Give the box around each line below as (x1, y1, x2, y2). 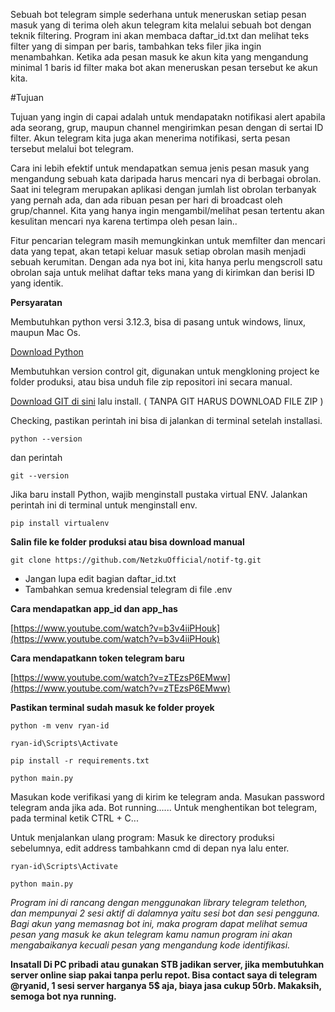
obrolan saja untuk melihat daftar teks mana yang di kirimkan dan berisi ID (10, 267, 315, 278)
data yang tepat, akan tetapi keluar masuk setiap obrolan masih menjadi (10, 245, 307, 257)
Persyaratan (10, 297, 63, 308)
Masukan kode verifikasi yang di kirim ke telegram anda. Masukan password (10, 791, 325, 803)
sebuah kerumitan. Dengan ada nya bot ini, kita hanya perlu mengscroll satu (10, 256, 323, 268)
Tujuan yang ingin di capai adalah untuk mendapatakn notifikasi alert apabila (10, 111, 326, 123)
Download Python (10, 346, 84, 358)
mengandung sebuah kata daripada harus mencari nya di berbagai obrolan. (10, 173, 322, 184)
